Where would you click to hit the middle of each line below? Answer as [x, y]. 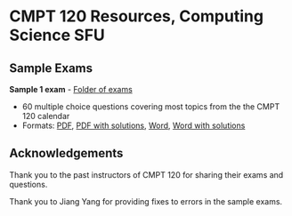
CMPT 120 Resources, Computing [137, 16]
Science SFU [57, 35]
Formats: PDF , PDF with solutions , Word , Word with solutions [134, 125]
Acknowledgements [66, 153]
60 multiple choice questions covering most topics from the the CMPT [151, 107]
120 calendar [46, 116]
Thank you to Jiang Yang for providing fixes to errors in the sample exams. [146, 201]
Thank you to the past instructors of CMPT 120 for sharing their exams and [146, 174]
